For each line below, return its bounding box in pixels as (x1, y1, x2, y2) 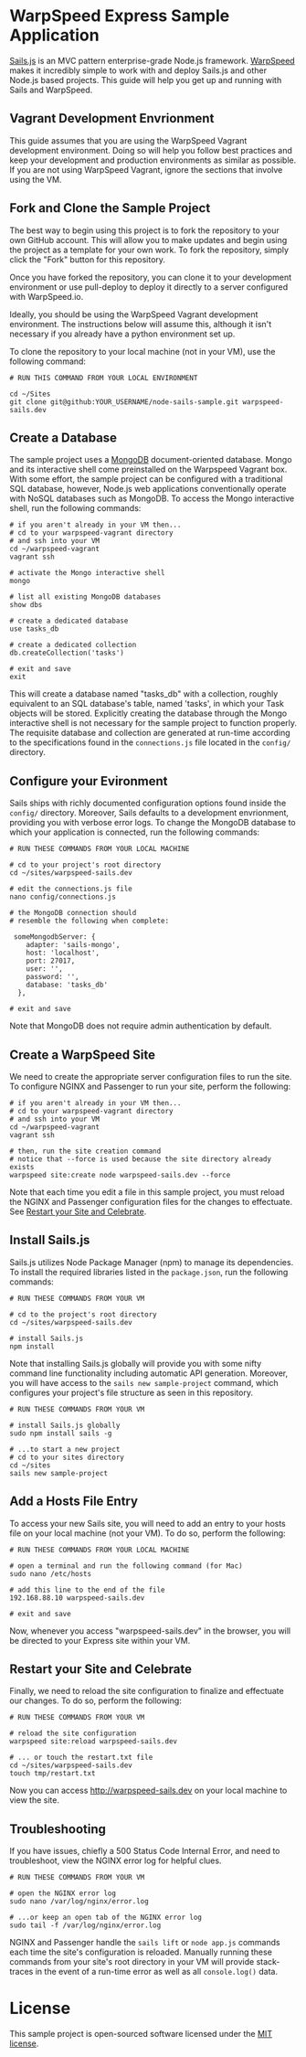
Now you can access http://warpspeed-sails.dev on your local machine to (9, 1785, 288, 1796)
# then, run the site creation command (9, 1146, 162, 1156)
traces (9, 1966, 34, 1977)
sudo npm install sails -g (9, 1428, 112, 1438)
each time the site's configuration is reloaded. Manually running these (9, 1946, 272, 1957)
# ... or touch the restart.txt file (9, 1753, 153, 1763)
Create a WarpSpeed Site (9, 1047, 155, 1062)
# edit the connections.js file (9, 884, 132, 894)
